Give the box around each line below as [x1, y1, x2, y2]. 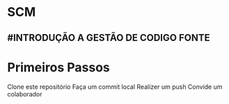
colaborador [7, 89, 42, 98]
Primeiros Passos [7, 60, 110, 75]
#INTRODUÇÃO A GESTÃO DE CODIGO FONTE [7, 32, 210, 44]
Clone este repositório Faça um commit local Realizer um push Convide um [7, 83, 223, 91]
